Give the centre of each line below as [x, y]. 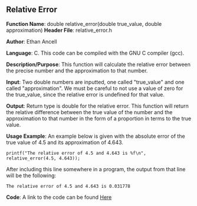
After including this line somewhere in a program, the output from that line [96, 169]
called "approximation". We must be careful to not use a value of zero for [95, 88]
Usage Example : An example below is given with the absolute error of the [96, 136]
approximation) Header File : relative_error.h [59, 30]
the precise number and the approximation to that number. [77, 71]
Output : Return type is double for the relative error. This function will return [97, 106]
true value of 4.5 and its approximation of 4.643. [65, 142]
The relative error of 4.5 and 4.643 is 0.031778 [68, 186]
